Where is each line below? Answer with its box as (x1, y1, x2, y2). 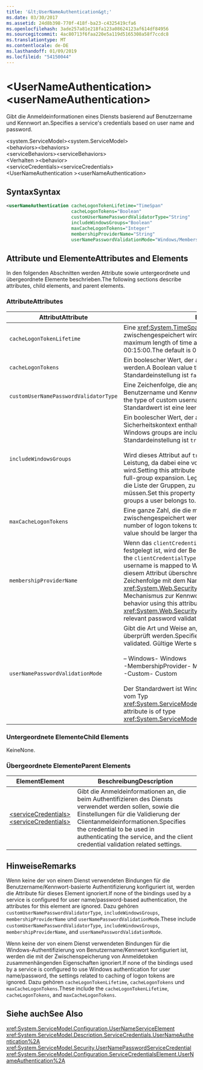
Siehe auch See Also (6, 1009, 83, 1019)
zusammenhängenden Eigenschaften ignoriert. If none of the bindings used (6, 959, 193, 967)
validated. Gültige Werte (123, 639, 192, 647)
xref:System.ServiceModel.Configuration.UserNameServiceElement (6, 1025, 175, 1032)
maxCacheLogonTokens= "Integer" (71, 225, 150, 232)
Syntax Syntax (6, 187, 61, 197)
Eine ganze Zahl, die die (123, 506, 192, 514)
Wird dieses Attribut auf (123, 451, 191, 459)
